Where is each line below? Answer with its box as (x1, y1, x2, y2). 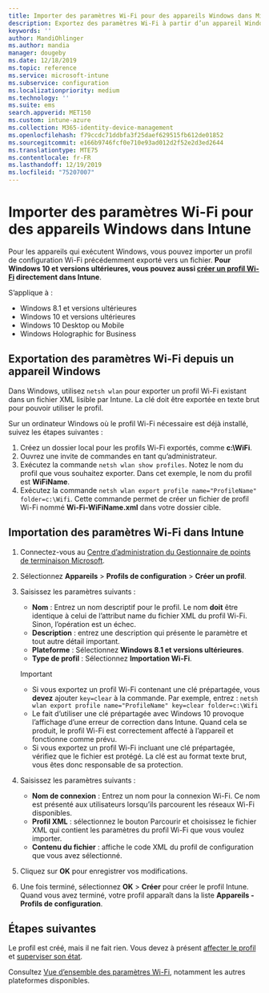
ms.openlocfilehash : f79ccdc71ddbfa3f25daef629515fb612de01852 (8, 131, 224, 139)
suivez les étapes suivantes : (8, 427, 103, 437)
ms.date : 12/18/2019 (8, 57, 78, 65)
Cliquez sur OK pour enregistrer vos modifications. (19, 866, 188, 876)
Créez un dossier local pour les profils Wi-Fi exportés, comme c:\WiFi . (19, 442, 252, 452)
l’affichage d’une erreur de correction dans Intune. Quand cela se (31, 717, 247, 726)
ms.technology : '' (8, 94, 70, 102)
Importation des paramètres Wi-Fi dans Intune (8, 526, 244, 539)
